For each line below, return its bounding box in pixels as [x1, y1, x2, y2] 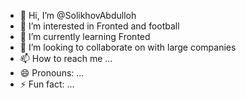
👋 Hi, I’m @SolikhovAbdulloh [19, 10, 137, 21]
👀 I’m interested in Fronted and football [19, 20, 180, 32]
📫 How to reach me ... [19, 53, 113, 64]
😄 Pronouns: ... [19, 67, 85, 79]
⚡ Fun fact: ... [19, 78, 75, 90]
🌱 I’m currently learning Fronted [19, 31, 151, 42]
